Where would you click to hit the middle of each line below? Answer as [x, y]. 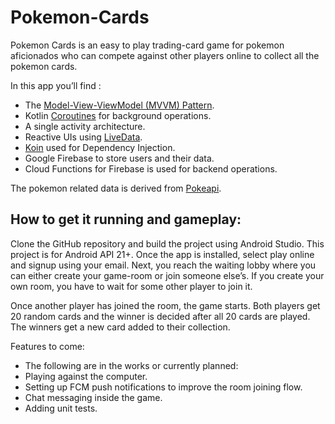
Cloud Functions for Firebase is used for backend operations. [151, 168]
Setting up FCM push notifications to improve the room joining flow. [163, 387]
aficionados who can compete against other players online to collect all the [165, 55]
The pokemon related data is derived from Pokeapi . [116, 188]
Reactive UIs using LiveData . [83, 137]
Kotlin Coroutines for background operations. [118, 115]
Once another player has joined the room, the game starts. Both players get [165, 305]
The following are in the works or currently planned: [131, 365]
